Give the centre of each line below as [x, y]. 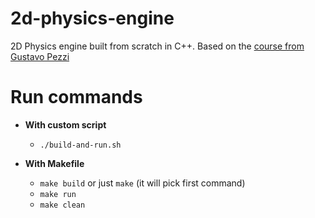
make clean [62, 205]
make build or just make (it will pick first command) [142, 183]
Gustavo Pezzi [40, 56]
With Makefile [54, 163]
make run [58, 194]
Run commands [76, 97]
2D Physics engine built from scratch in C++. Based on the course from [157, 46]
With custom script [65, 124]
